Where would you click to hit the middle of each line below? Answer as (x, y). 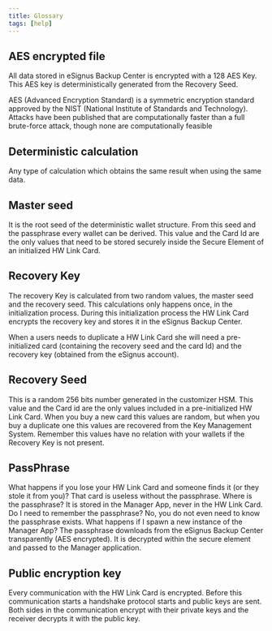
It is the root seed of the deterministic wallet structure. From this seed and (132, 225)
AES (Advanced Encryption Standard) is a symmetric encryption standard (131, 100)
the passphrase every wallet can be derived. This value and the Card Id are (134, 233)
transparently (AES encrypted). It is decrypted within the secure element (130, 539)
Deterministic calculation (73, 151)
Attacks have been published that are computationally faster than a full (127, 118)
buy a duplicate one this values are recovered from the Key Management (130, 425)
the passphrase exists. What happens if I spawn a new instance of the (126, 522)
